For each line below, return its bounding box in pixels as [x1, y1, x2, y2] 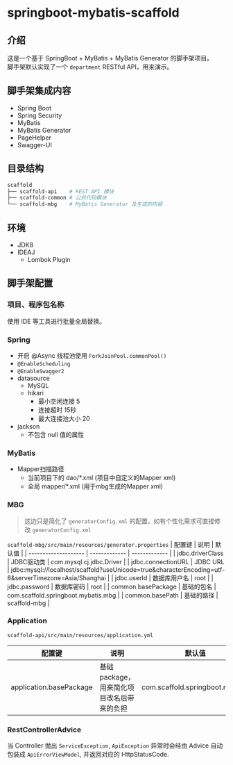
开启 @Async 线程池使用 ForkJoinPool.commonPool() [17, 351, 167, 359]
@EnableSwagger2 [17, 368, 64, 375]
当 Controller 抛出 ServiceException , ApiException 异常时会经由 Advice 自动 [7, 741, 223, 750]
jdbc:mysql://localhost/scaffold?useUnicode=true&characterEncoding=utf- [10, 565, 225, 574]
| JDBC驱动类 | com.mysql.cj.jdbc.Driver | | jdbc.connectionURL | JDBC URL [7, 557, 225, 566]
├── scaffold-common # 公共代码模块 [7, 195, 107, 201]
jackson [17, 422, 40, 430]
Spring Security [17, 111, 62, 120]
